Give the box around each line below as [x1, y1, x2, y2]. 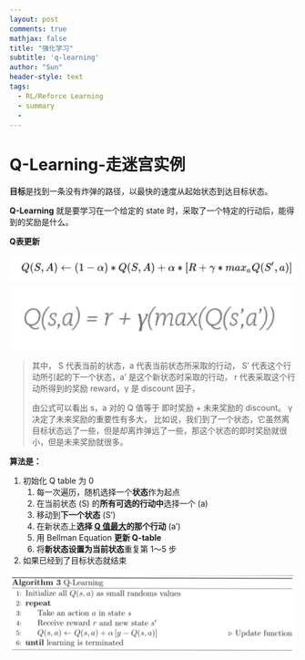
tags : [9, 82, 30, 91]
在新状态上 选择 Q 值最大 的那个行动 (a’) [36, 521, 181, 531]
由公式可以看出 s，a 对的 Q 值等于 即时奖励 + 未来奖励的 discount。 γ [31, 402, 293, 413]
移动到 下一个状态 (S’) [36, 509, 117, 520]
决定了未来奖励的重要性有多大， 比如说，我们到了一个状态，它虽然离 [31, 413, 290, 424]
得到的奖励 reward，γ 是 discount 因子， [47, 383, 200, 394]
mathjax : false [9, 34, 67, 43]
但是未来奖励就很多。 [47, 436, 128, 447]
